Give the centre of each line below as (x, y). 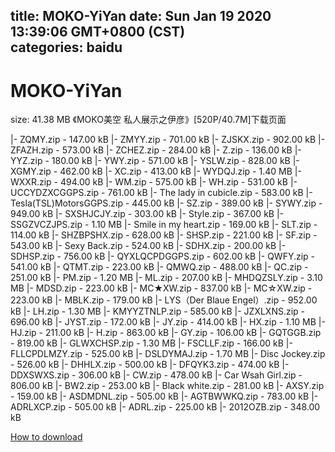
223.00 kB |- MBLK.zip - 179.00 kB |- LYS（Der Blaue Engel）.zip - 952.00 (164, 300)
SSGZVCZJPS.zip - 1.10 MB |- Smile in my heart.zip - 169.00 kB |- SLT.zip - (164, 225)
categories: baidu (66, 47)
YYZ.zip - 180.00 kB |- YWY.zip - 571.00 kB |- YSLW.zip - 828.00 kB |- (155, 161)
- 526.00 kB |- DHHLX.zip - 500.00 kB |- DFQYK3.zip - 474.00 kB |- (150, 365)
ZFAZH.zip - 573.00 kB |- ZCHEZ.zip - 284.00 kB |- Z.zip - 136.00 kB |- (156, 150)
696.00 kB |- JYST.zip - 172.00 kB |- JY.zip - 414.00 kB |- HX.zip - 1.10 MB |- (168, 322)
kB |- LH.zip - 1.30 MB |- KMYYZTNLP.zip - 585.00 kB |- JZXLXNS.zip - (158, 311)
